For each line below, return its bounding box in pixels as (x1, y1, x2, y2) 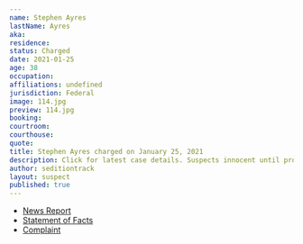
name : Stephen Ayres (9, 13, 87, 23)
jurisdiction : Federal (9, 88, 95, 97)
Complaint (22, 224, 61, 235)
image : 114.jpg (9, 96, 67, 106)
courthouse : (9, 131, 54, 140)
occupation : (9, 72, 54, 81)
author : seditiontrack (9, 164, 95, 173)
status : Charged (9, 47, 70, 56)
